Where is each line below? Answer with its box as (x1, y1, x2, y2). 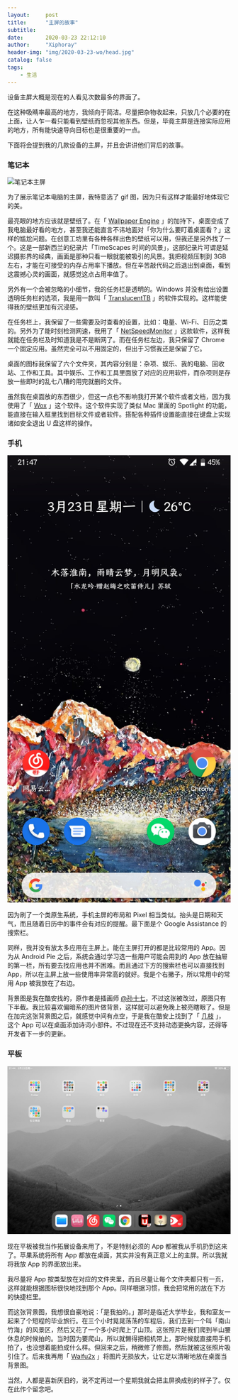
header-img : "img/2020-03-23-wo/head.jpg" (7, 49, 135, 56)
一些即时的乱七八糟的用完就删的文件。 (13, 377, 125, 385)
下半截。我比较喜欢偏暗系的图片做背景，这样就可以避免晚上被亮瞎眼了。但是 (7, 1003, 231, 1012)
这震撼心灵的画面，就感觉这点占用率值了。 (7, 270, 132, 278)
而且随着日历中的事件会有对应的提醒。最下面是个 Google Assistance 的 (19, 919, 227, 928)
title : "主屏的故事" (7, 18, 79, 26)
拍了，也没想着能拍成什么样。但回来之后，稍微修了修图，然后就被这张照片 (7, 1342, 225, 1352)
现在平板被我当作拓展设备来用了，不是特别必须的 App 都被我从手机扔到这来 (7, 1242, 228, 1250)
